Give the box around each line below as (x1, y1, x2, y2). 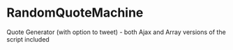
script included (6, 35, 50, 43)
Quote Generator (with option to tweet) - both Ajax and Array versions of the (6, 28, 226, 36)
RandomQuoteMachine (6, 5, 144, 21)
